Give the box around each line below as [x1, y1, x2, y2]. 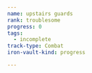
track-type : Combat [7, 42, 64, 49]
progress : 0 [7, 23, 42, 30]
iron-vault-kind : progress [7, 49, 86, 56]
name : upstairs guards [7, 10, 73, 17]
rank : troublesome [7, 17, 61, 24]
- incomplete [13, 36, 52, 43]
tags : [7, 29, 23, 37]
